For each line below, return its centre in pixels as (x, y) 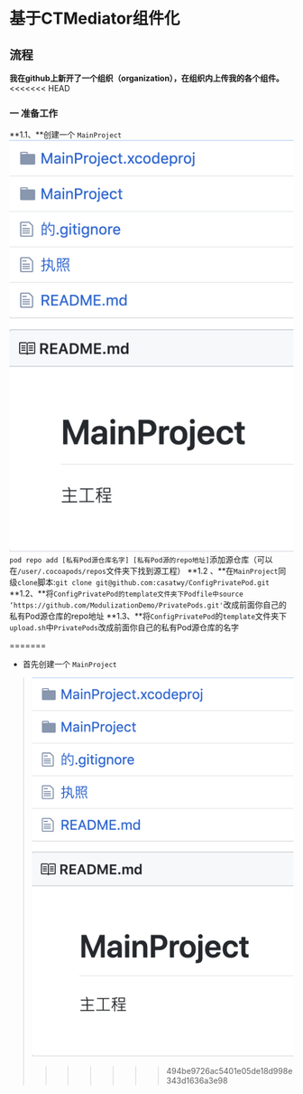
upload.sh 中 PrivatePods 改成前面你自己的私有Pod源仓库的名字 (124, 627)
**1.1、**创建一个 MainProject (65, 135)
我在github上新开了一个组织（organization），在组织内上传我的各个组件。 (147, 78)
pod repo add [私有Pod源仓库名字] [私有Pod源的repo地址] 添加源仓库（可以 (141, 559)
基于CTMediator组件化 (95, 19)
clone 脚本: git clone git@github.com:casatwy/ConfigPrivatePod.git (144, 582)
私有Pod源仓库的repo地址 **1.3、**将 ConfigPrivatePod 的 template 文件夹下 (148, 616)
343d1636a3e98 (197, 1080)
